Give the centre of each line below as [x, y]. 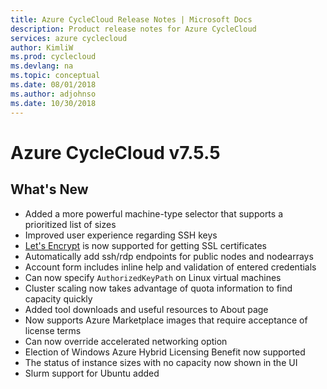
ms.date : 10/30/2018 [53, 103]
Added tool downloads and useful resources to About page [146, 309]
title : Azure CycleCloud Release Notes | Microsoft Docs [131, 19]
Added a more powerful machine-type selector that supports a [153, 213]
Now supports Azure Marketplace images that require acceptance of [166, 320]
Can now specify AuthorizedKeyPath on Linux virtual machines [153, 277]
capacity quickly [58, 298]
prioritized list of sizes [70, 224]
